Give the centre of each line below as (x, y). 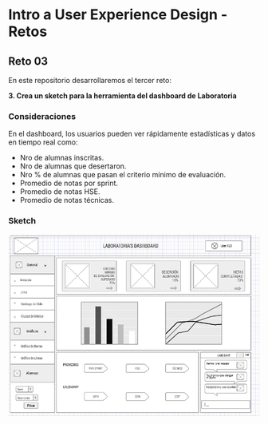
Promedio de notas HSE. (60, 192)
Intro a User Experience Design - (118, 15)
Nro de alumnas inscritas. (62, 158)
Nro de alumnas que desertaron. (73, 166)
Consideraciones (42, 116)
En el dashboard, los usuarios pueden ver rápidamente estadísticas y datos (132, 134)
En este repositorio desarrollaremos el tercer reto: (90, 80)
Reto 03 (28, 61)
